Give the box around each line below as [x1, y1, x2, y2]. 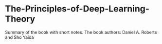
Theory [5, 13, 36, 24]
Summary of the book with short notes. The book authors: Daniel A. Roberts [5, 29, 157, 35]
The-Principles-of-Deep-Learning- [5, 3, 150, 14]
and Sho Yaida [5, 34, 34, 40]
